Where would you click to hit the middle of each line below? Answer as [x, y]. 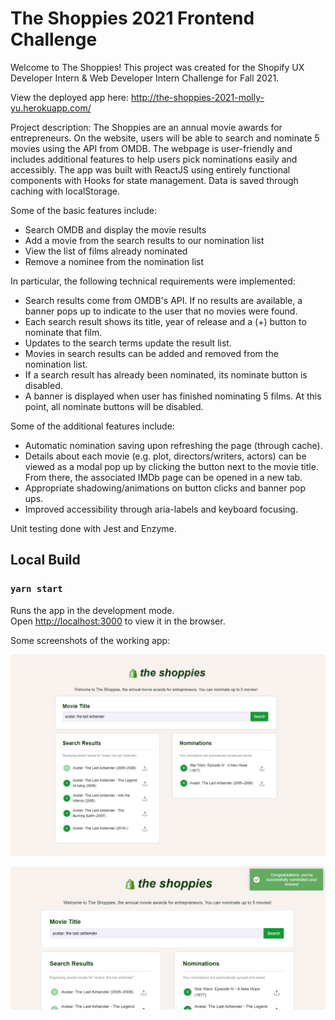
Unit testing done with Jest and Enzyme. [93, 528]
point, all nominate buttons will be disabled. [114, 406]
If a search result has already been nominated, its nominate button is [166, 374]
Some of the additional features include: [92, 426]
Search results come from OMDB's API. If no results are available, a [163, 300]
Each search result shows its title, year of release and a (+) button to [165, 321]
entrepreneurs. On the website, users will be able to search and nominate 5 [165, 138]
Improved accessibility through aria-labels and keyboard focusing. [161, 509]
